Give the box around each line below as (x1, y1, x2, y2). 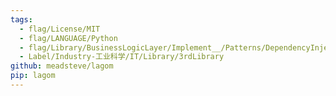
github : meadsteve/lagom (10, 61, 114, 71)
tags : (10, 14, 33, 25)
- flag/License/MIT (19, 24, 101, 34)
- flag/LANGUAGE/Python (19, 33, 118, 43)
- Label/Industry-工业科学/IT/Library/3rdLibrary (19, 52, 225, 62)
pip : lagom (10, 71, 56, 81)
